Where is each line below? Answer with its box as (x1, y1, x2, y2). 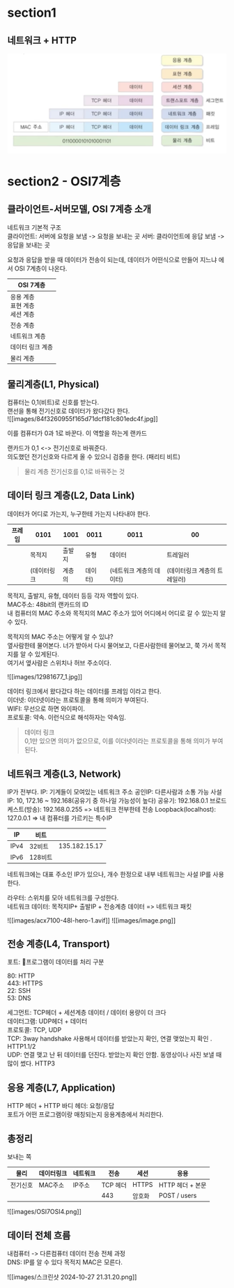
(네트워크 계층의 (109, 566, 153, 575)
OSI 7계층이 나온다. (14, 264, 68, 273)
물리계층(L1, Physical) (7, 378, 100, 390)
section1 (7, 5, 57, 21)
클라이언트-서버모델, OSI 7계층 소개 (7, 204, 152, 215)
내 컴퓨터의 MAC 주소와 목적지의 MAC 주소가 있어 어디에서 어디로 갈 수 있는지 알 (7, 609, 226, 618)
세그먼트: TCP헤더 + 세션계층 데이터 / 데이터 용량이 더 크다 (7, 1008, 166, 1017)
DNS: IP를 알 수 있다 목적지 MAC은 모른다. (7, 1258, 123, 1266)
